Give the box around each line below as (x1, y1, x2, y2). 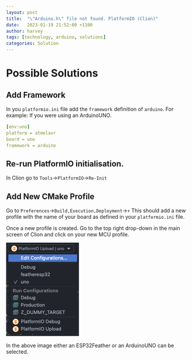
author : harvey (6, 28, 43, 34)
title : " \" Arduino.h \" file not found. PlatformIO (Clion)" (6, 15, 159, 22)
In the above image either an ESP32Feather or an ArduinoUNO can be (6, 342, 174, 349)
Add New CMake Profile (6, 191, 95, 201)
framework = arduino (6, 142, 57, 148)
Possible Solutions (6, 66, 98, 80)
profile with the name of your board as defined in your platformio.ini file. (6, 214, 185, 221)
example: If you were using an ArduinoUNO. (6, 112, 112, 119)
